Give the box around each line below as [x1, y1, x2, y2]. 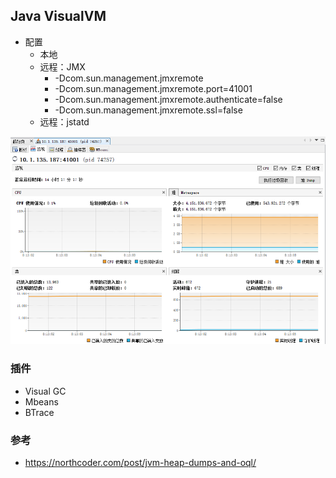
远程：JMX [39, 60, 86, 73]
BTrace [24, 406, 55, 418]
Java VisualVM [10, 8, 107, 25]
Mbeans [24, 395, 59, 408]
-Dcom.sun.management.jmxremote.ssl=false [54, 104, 243, 116]
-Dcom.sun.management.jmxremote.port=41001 [54, 82, 253, 94]
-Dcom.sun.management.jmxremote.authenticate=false [54, 93, 283, 105]
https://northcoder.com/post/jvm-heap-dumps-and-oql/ [24, 457, 257, 469]
